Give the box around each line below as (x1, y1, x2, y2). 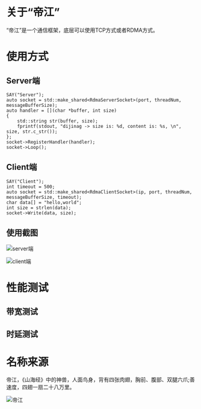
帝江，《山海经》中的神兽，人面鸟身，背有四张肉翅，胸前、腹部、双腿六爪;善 (6, 376, 196, 383)
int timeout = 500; (6, 184, 55, 190)
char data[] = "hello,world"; (6, 199, 82, 205)
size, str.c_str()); (6, 129, 58, 135)
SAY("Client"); (6, 178, 45, 184)
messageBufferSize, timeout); (6, 194, 82, 200)
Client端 (6, 162, 37, 172)
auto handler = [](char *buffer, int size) (6, 108, 117, 114)
